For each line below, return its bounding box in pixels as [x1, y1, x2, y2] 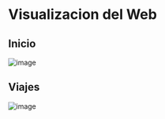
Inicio [8, 37, 36, 50]
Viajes [8, 80, 40, 94]
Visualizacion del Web [8, 6, 158, 24]
